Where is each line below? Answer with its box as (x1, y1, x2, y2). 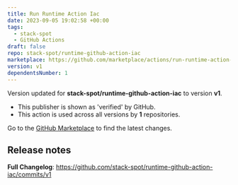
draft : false (7, 43, 46, 50)
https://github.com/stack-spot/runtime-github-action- (55, 163, 213, 172)
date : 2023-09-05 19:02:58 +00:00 (7, 17, 110, 24)
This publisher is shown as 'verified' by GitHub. (17, 102, 156, 111)
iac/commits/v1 (7, 170, 52, 179)
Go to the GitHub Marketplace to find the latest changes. (7, 124, 172, 132)
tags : (7, 23, 23, 30)
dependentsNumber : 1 (7, 69, 69, 76)
